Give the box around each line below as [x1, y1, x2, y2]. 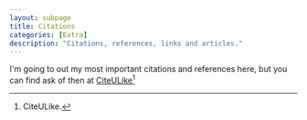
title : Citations [9, 22, 76, 31]
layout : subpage [9, 13, 71, 23]
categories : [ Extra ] [9, 30, 89, 39]
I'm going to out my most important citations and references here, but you [9, 64, 288, 75]
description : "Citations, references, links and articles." [9, 38, 244, 48]
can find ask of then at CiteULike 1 [9, 74, 135, 85]
